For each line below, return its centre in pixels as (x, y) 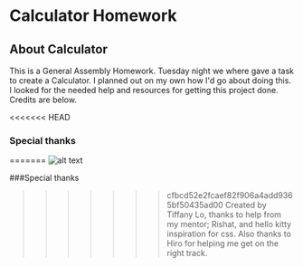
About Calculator (59, 49)
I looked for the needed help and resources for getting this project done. (144, 90)
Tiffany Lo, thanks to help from (224, 215)
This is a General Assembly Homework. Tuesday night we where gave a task (152, 71)
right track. (187, 253)
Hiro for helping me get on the (223, 243)
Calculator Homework (94, 16)
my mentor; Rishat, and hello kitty (229, 224)
